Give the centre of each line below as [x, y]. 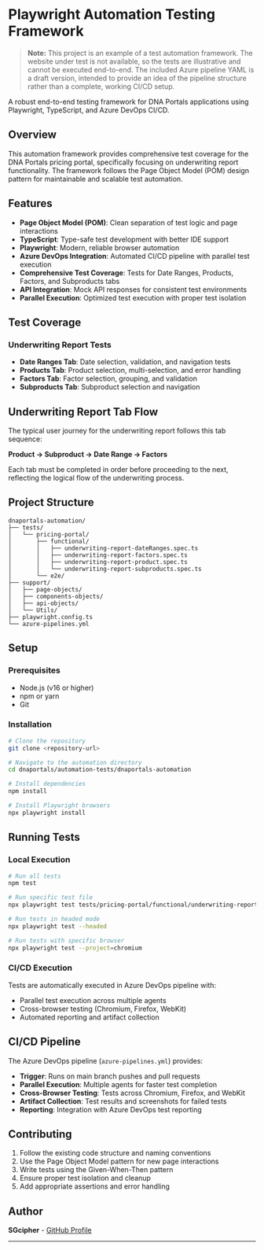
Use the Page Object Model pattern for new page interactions [119, 1161]
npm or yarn [39, 696]
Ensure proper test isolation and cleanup [85, 1178]
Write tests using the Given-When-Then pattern [96, 1170]
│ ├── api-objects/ [44, 603]
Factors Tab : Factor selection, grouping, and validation [108, 378]
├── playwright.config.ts [50, 617]
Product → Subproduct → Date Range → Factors [88, 455]
